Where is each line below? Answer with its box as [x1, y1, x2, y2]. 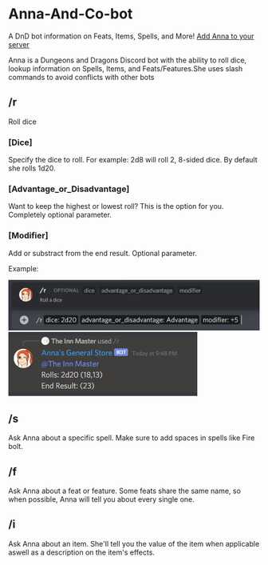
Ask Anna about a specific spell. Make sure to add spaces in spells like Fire [8, 433, 255, 443]
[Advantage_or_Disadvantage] [8, 183, 130, 194]
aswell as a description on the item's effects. [8, 547, 156, 557]
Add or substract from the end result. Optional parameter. [8, 248, 198, 258]
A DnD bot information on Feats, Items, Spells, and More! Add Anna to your [8, 31, 254, 41]
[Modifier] [8, 230, 49, 241]
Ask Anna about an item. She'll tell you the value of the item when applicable [8, 539, 260, 548]
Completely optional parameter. [8, 210, 112, 220]
